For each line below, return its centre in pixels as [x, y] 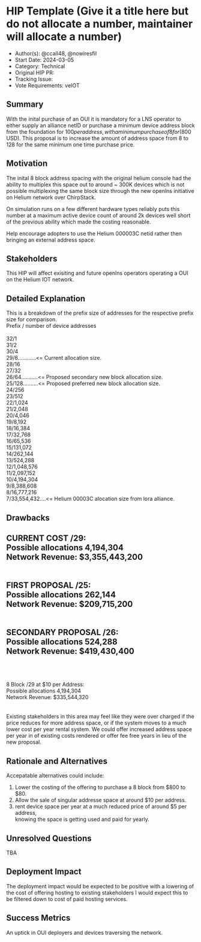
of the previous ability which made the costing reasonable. [79, 222]
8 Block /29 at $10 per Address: [45, 685]
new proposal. [24, 742]
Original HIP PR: [34, 72]
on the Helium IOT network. [40, 280]
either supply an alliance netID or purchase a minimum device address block [100, 125]
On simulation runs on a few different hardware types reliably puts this [93, 209]
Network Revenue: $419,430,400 [70, 651]
